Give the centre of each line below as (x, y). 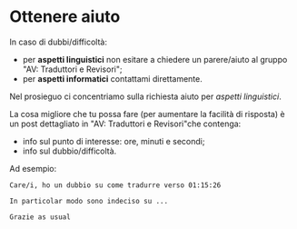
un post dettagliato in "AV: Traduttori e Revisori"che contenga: (125, 124)
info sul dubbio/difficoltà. (69, 151)
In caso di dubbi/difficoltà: (58, 42)
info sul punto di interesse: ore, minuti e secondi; (114, 141)
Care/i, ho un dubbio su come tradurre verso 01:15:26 (115, 185)
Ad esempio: (33, 168)
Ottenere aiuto (65, 17)
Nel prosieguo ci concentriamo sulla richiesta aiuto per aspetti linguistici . (145, 96)
